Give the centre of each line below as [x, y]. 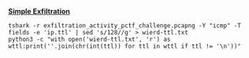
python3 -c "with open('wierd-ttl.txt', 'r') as [89, 39]
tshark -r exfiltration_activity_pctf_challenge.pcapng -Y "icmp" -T [125, 26]
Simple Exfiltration [39, 11]
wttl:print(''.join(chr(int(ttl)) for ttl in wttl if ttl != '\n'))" [125, 46]
